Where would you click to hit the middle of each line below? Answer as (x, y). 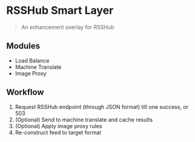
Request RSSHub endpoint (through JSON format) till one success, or (102, 106)
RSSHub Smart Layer (60, 11)
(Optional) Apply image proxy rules (59, 126)
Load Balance (32, 60)
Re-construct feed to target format (58, 132)
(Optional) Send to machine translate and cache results (84, 119)
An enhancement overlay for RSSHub (68, 27)
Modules (23, 46)
